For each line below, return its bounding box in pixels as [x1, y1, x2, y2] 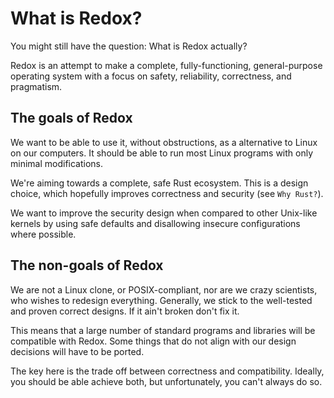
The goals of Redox [10, 110, 133, 127]
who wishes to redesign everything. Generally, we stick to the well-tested [10, 294, 313, 306]
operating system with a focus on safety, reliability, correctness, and [10, 70, 292, 82]
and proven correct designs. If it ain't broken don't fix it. [10, 305, 240, 317]
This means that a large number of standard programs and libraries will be [10, 324, 316, 336]
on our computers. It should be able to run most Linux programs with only [10, 147, 314, 159]
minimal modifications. [10, 157, 104, 169]
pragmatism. [10, 80, 63, 92]
